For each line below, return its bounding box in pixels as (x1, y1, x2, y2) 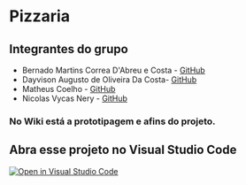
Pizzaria (9, 6, 71, 27)
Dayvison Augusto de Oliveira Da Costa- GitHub (21, 74, 197, 85)
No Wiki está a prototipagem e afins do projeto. (9, 115, 216, 127)
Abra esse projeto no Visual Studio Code (9, 143, 237, 158)
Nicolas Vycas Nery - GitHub (21, 93, 128, 104)
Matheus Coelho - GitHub (21, 84, 116, 94)
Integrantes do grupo (9, 42, 128, 57)
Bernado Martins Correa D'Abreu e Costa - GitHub (21, 65, 205, 75)
